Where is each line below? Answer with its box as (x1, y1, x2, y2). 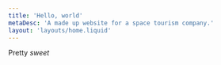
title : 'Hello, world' (8, 11, 83, 20)
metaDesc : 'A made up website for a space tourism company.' (8, 19, 215, 27)
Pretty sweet (8, 48, 50, 58)
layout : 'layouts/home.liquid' (8, 26, 112, 34)
